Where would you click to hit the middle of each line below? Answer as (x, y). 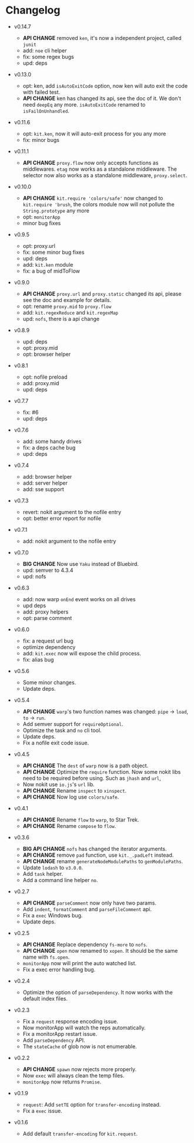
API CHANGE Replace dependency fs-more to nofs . (85, 944)
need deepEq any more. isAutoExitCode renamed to (84, 104)
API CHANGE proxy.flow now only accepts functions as (91, 163)
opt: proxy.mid (40, 347)
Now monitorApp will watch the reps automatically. (84, 1028)
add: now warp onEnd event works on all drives (79, 599)
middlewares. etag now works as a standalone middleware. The (100, 169)
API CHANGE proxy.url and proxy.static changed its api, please (102, 294)
